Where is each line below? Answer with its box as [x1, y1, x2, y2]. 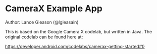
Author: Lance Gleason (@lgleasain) [5, 19, 79, 25]
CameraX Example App [5, 3, 103, 14]
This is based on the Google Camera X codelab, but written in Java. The [5, 28, 152, 34]
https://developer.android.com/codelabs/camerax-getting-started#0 [5, 43, 145, 49]
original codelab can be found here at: [5, 34, 83, 40]
